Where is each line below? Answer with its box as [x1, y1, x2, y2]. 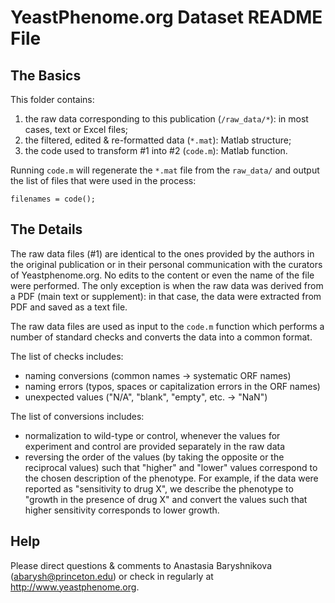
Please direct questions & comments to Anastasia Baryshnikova [10, 559, 273, 571]
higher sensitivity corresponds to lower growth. [24, 504, 220, 516]
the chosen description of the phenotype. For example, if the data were [24, 472, 319, 484]
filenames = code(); [10, 194, 97, 204]
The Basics [10, 67, 82, 84]
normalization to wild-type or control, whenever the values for [24, 429, 281, 441]
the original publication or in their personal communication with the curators [10, 258, 323, 270]
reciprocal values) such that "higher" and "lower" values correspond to [24, 461, 318, 473]
